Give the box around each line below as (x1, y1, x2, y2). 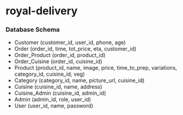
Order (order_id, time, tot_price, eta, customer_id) (14, 45, 137, 52)
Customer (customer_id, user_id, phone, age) (14, 39, 126, 46)
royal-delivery (5, 4, 78, 18)
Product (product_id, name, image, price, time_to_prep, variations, (14, 64, 178, 72)
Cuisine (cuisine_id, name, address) (14, 83, 103, 91)
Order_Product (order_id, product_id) (14, 52, 106, 59)
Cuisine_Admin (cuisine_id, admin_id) (14, 89, 106, 97)
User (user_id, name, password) (14, 102, 94, 110)
